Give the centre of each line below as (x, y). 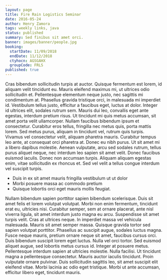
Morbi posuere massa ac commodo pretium (57, 184)
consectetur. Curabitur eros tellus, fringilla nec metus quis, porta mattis (78, 126)
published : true (22, 70)
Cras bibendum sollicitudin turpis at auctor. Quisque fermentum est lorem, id (83, 84)
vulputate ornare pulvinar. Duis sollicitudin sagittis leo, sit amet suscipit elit (82, 262)
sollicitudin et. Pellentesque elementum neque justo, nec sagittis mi (74, 94)
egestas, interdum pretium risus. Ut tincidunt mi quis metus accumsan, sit (81, 116)
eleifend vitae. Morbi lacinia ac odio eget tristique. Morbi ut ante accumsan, (83, 267)
